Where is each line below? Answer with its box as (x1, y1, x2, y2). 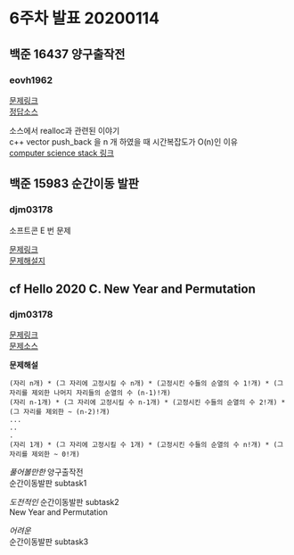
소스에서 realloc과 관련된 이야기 (9, 125, 120, 136)
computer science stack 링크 (9, 147, 114, 158)
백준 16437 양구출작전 (9, 46, 126, 62)
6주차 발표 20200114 (9, 8, 160, 29)
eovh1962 (9, 73, 53, 86)
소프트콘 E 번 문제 (9, 225, 71, 236)
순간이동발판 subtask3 (9, 536, 89, 547)
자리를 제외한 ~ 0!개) (9, 450, 80, 460)
